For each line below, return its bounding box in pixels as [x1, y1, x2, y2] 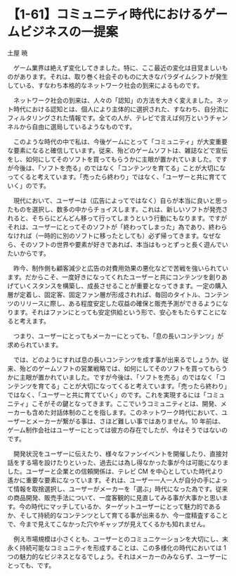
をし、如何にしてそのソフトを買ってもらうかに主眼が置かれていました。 [7, 155, 216, 163]
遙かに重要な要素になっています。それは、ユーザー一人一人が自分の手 [7, 475, 209, 484]
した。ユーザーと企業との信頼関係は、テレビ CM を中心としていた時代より [7, 467, 223, 475]
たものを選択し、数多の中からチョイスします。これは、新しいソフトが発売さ [7, 205, 228, 213]
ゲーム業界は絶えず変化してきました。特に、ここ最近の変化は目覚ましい [13, 63, 223, 72]
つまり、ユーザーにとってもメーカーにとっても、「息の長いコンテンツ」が [13, 331, 224, 340]
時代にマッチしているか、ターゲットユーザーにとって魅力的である [31, 502, 221, 511]
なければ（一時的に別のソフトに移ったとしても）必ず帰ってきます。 [7, 231, 203, 240]
